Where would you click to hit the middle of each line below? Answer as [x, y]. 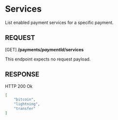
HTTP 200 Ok [19, 86]
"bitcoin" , [25, 100]
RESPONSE [22, 74]
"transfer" [25, 109]
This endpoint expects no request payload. [48, 59]
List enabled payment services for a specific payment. [59, 22]
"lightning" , [27, 104]
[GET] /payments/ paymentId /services [44, 49]
